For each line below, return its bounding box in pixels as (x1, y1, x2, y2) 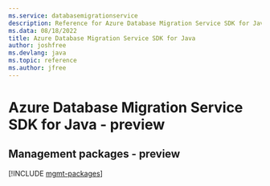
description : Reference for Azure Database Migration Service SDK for (8, 19, 250, 27)
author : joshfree (8, 42, 67, 50)
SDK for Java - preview (8, 115, 166, 133)
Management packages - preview (8, 148, 181, 161)
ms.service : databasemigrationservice (8, 11, 138, 20)
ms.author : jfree (8, 64, 67, 72)
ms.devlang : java (8, 49, 67, 57)
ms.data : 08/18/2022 (8, 26, 78, 34)
